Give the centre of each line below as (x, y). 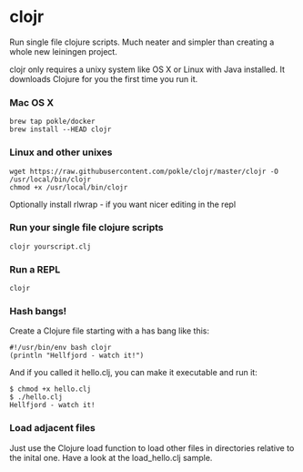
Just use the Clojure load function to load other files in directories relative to (152, 447)
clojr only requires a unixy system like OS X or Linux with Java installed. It (147, 69)
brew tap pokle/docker (52, 122)
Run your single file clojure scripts (86, 228)
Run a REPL (35, 269)
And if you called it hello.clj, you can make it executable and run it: (133, 373)
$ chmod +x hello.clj (50, 389)
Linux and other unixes (61, 152)
